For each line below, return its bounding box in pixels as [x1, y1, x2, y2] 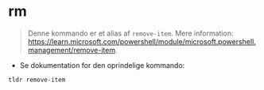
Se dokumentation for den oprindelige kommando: [19, 60, 185, 69]
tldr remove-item [8, 76, 66, 84]
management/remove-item [27, 45, 116, 54]
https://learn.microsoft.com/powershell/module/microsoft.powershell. [27, 36, 256, 46]
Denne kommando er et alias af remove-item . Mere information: [27, 28, 234, 38]
